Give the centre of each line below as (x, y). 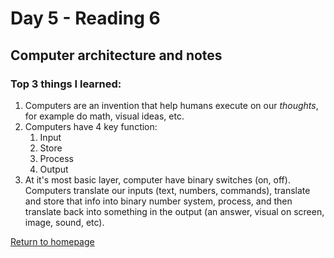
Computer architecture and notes (116, 55)
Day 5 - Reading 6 (85, 18)
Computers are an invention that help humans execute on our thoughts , (171, 105)
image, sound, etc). (64, 222)
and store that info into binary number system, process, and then (158, 201)
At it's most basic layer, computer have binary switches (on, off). (157, 179)
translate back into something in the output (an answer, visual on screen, (174, 211)
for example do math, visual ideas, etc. (104, 116)
